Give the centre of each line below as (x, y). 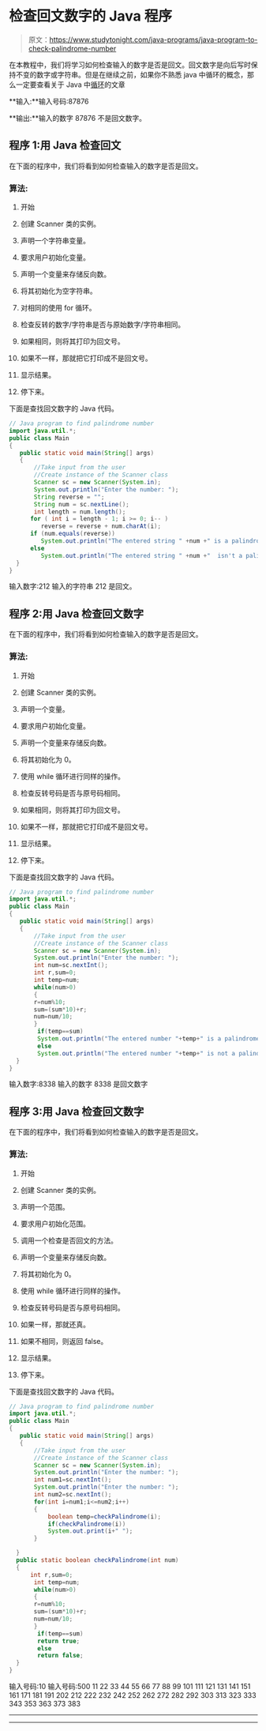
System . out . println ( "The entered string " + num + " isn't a (142, 555)
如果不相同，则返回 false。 (64, 1341)
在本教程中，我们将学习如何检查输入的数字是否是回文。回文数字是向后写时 (130, 65)
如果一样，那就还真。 (55, 1324)
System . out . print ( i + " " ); (90, 1531)
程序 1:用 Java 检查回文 (65, 146)
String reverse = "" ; (69, 497)
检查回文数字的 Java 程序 (91, 16)
